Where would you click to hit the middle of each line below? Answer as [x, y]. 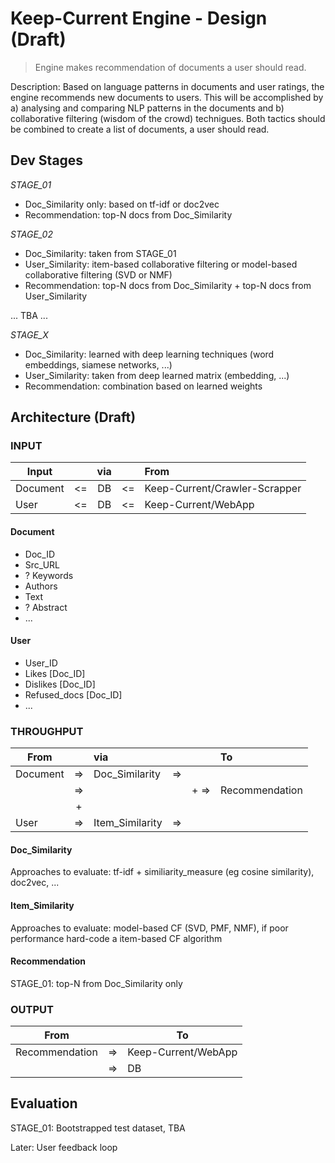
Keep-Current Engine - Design [139, 18]
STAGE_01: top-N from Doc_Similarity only [96, 983]
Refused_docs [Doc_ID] [73, 694]
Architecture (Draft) [73, 417]
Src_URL [42, 564]
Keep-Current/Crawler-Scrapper [223, 489]
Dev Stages [47, 160]
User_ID [41, 663]
